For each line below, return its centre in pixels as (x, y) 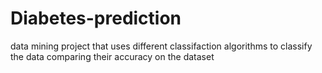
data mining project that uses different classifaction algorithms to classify (161, 46)
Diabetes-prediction (96, 18)
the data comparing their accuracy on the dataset (112, 56)
